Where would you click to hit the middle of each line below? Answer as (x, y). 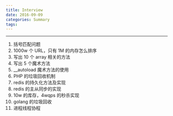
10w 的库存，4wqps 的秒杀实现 (46, 96)
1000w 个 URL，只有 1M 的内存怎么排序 (55, 51)
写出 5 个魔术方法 (32, 63)
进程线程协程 (27, 108)
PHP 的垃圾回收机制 (34, 76)
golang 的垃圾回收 (32, 102)
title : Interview (24, 10)
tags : (12, 24)
